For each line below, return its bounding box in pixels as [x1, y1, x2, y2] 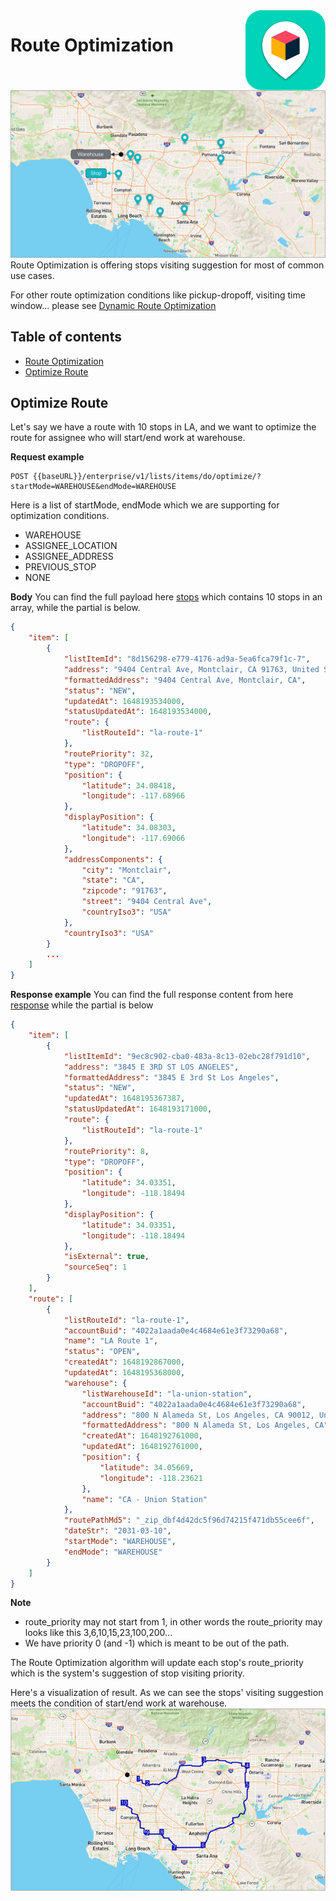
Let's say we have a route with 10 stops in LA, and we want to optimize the [10, 421, 317, 433]
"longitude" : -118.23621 [99, 1473, 203, 1483]
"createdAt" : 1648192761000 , [81, 1431, 203, 1441]
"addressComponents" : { [63, 854, 163, 864]
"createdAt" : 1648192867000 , [63, 1357, 186, 1368]
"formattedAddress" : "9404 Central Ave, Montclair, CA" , [63, 675, 307, 685]
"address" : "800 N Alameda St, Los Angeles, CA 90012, [81, 1410, 315, 1420]
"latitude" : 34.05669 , [99, 1462, 195, 1473]
